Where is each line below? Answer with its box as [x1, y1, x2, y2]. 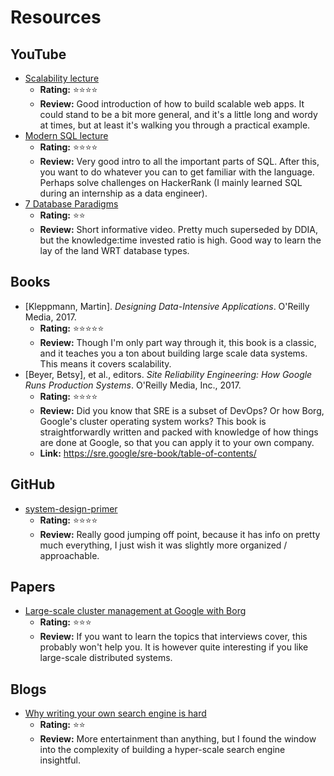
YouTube [10, 46, 67, 63]
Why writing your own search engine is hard [24, 707, 207, 720]
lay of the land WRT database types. [39, 245, 190, 256]
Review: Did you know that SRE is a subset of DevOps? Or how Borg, [39, 404, 325, 416]
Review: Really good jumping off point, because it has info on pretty [39, 528, 321, 540]
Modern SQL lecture [24, 130, 109, 141]
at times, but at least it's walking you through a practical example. [39, 119, 311, 131]
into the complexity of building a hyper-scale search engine [39, 744, 286, 756]
